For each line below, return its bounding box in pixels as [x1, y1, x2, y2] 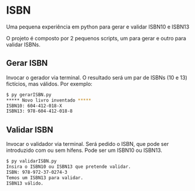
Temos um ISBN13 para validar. [6, 174, 84, 181]
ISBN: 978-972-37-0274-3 [6, 169, 68, 175]
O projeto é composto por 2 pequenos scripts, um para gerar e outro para [6, 34, 187, 42]
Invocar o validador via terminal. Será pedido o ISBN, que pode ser [6, 141, 169, 148]
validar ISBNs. [6, 41, 40, 48]
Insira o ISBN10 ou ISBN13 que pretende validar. [6, 164, 132, 170]
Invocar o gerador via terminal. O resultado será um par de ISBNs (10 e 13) [6, 74, 188, 81]
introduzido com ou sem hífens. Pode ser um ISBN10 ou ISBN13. [6, 147, 162, 154]
